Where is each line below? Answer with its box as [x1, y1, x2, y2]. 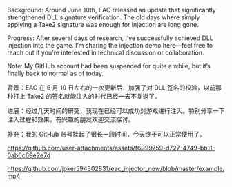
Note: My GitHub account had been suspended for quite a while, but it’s [7, 62, 211, 70]
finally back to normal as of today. [7, 69, 104, 77]
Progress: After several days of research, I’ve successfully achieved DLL [7, 34, 214, 42]
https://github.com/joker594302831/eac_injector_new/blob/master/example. [7, 165, 225, 173]
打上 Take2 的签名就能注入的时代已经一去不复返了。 [12, 92, 161, 100]
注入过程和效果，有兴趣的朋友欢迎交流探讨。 [7, 115, 135, 124]
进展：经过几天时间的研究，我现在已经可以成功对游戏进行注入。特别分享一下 [7, 107, 225, 115]
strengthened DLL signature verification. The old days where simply [7, 13, 200, 21]
